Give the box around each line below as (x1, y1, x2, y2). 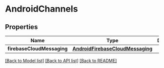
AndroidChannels (5, 3, 78, 15)
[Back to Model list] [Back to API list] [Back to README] (5, 58, 117, 64)
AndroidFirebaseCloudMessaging (72, 45, 153, 52)
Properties (5, 23, 38, 31)
